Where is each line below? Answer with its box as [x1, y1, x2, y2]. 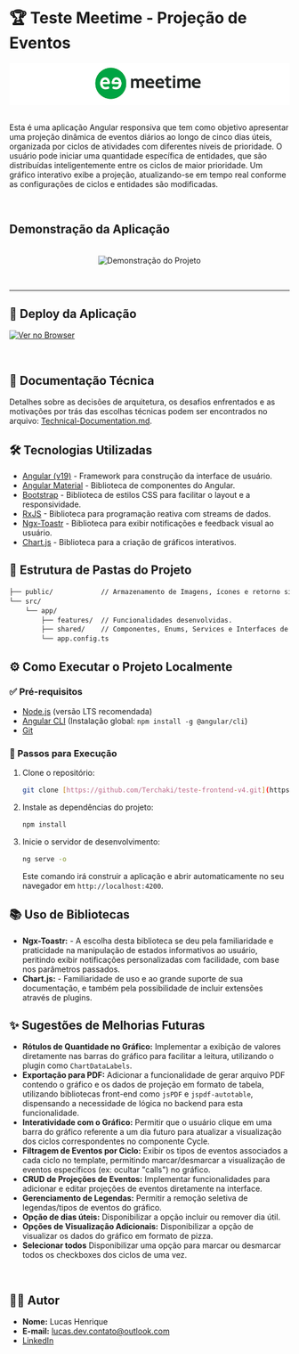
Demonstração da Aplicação [9, 222, 171, 237]
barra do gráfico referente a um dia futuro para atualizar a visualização [21, 1127, 282, 1138]
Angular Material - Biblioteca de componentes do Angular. [21, 480, 236, 491]
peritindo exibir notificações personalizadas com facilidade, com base [21, 954, 280, 965]
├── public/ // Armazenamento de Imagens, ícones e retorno [9, 587, 280, 596]
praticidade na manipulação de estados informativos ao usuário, [21, 944, 258, 955]
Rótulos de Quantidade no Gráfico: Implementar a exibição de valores [21, 1041, 281, 1052]
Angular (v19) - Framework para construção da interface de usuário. [21, 470, 273, 482]
